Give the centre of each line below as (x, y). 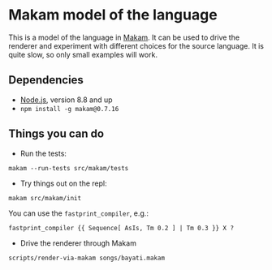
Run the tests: (43, 153)
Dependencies (46, 80)
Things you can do (56, 134)
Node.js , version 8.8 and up (66, 100)
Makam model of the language (113, 15)
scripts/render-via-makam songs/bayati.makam (86, 258)
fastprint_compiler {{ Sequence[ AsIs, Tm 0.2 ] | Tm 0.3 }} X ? (121, 228)
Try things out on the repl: (63, 183)
